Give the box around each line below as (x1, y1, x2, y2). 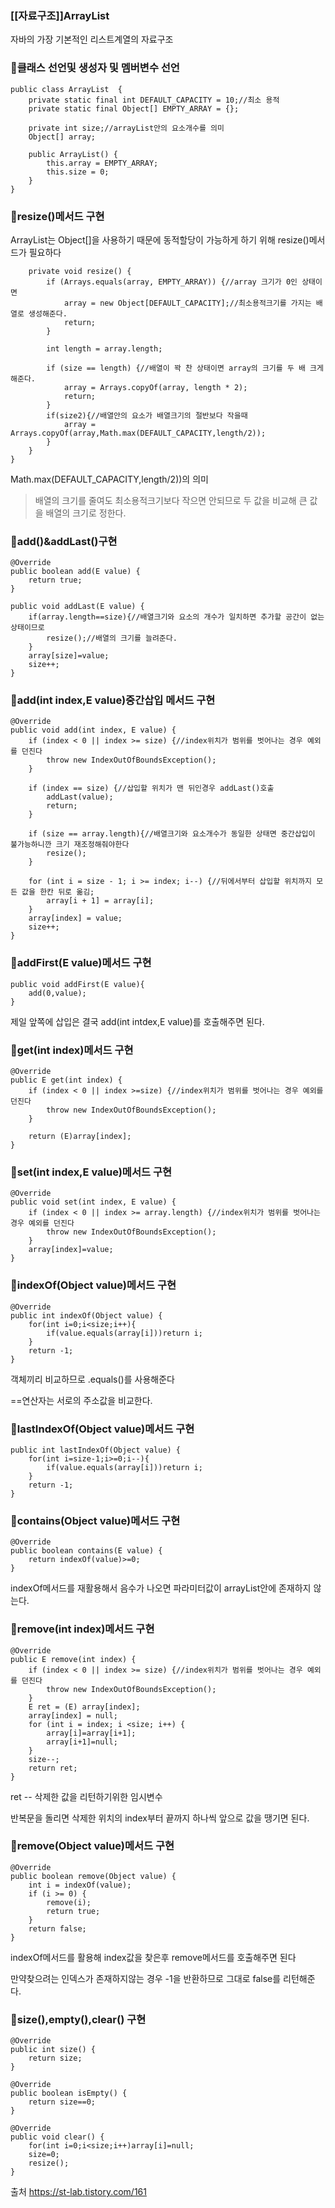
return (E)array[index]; (28, 1132, 132, 1142)
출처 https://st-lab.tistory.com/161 (10, 2186, 147, 2198)
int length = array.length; (46, 343, 163, 354)
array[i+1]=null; (46, 1737, 118, 1747)
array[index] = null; (28, 1710, 118, 1721)
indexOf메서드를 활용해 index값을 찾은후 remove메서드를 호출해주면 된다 (10, 1951, 297, 1963)
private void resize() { (28, 266, 132, 276)
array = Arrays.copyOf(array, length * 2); (63, 382, 248, 392)
